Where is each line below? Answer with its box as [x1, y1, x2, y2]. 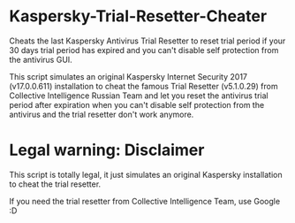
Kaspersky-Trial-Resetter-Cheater [9, 6, 268, 27]
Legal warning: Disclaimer [9, 140, 205, 160]
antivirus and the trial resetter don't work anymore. [9, 109, 194, 119]
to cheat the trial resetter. [9, 179, 102, 189]
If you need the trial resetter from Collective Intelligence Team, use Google [9, 196, 281, 206]
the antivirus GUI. [9, 54, 72, 65]
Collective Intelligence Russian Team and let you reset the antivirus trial [9, 90, 269, 101]
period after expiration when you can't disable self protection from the [9, 99, 265, 110]
